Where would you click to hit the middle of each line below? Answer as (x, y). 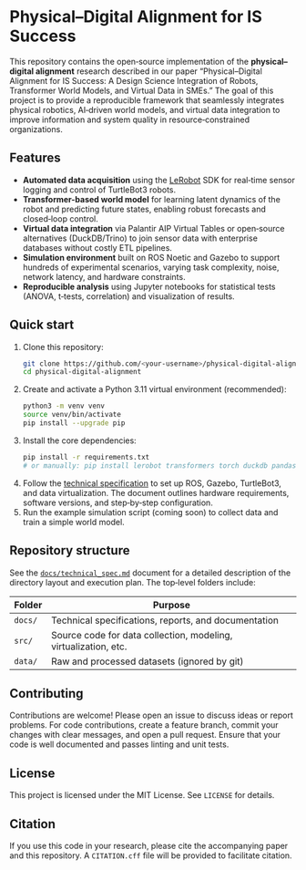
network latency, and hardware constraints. (104, 276)
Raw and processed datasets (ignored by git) (148, 661)
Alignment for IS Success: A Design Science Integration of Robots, (134, 80)
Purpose (172, 605)
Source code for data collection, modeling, (142, 635)
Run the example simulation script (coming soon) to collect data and (150, 512)
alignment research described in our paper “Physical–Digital (148, 71)
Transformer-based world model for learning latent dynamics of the (151, 199)
